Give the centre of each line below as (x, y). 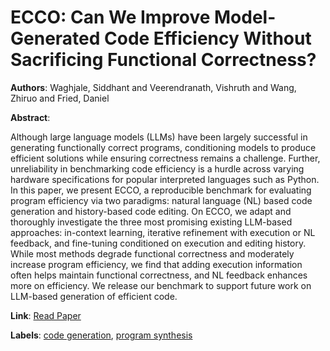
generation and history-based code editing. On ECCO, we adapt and (151, 211)
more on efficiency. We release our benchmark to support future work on (161, 285)
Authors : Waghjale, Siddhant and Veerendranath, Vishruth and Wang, (153, 87)
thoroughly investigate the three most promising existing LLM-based (151, 222)
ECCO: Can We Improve (110, 17)
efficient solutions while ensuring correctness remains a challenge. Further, (165, 158)
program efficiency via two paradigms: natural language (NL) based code (161, 200)
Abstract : (30, 117)
